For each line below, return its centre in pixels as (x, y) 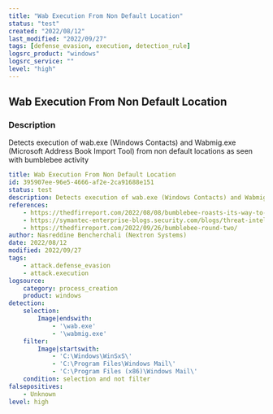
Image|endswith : (65, 319)
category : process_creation (70, 288)
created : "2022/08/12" (47, 31)
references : (28, 205)
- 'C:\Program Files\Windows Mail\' (114, 364)
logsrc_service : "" (41, 62)
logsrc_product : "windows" (54, 54)
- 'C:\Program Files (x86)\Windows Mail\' (125, 372)
